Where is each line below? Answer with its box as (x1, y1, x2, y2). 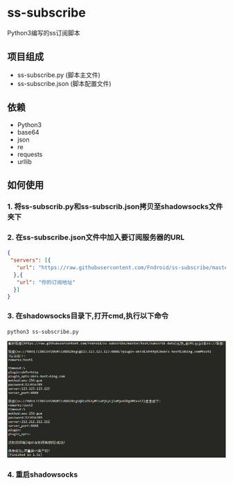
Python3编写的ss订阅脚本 (7, 28, 80, 37)
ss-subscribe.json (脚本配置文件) (17, 79, 112, 87)
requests (17, 150, 43, 158)
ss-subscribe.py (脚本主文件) (17, 71, 101, 79)
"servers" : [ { (10, 257, 51, 264)
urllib (17, 158, 33, 166)
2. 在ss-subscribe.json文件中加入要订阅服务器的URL (7, 232, 185, 242)
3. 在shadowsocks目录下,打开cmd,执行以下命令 (7, 311, 169, 321)
